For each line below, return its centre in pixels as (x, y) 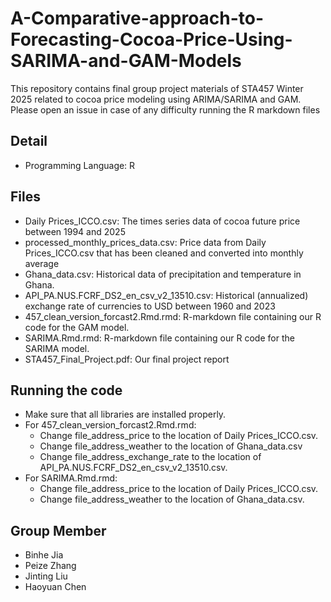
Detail (29, 141)
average (42, 263)
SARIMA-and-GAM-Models (126, 61)
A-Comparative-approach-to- (137, 18)
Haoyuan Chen (55, 587)
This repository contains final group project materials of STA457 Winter (157, 88)
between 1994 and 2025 (75, 231)
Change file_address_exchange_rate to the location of (150, 457)
